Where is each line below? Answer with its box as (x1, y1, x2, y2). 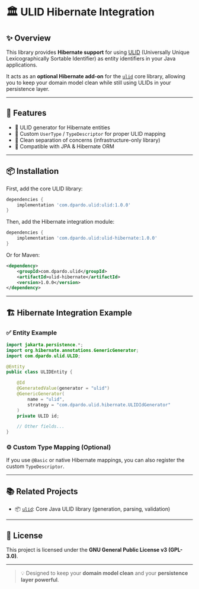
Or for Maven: (6, 251, 40, 259)
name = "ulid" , (27, 396, 65, 402)
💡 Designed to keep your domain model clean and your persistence (20, 569, 188, 577)
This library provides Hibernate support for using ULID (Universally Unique (6, 49, 190, 56)
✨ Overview (6, 33, 52, 43)
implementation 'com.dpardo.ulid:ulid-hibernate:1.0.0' (17, 235, 158, 241)
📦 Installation (6, 166, 59, 176)
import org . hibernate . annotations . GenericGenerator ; (6, 347, 139, 354)
